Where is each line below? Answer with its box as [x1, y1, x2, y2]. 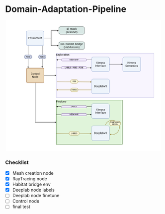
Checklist [5, 159, 29, 166]
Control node [12, 198, 40, 204]
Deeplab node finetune [12, 193, 60, 199]
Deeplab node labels [12, 187, 55, 193]
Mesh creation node [12, 170, 54, 176]
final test [12, 204, 31, 210]
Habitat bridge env [12, 181, 51, 187]
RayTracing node [12, 176, 47, 182]
